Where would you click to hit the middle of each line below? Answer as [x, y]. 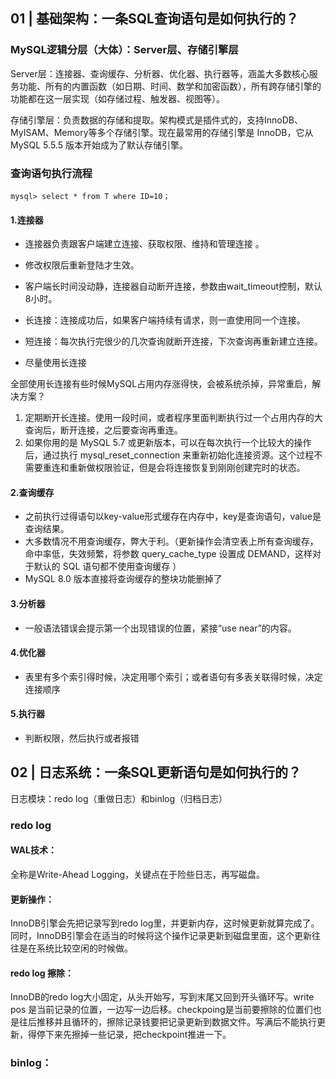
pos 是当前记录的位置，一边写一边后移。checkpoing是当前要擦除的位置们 [161, 1010]
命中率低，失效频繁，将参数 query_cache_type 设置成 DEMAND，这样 [168, 554]
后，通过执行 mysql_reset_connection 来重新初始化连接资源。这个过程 [169, 455]
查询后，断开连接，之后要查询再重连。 [103, 430]
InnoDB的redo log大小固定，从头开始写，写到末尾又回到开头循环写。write [162, 997]
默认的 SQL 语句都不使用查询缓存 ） [107, 566]
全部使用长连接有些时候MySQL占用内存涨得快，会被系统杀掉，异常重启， [161, 384]
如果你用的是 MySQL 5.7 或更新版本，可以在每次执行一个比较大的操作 [168, 443]
